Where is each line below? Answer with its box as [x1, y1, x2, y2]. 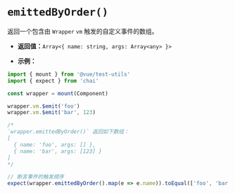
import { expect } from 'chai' [7, 77, 99, 84]
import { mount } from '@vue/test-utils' [7, 71, 131, 78]
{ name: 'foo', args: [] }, [13, 141, 96, 148]
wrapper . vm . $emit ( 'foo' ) [7, 102, 80, 110]
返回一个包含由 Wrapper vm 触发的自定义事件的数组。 [7, 27, 158, 35]
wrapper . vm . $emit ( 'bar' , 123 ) [7, 109, 96, 116]
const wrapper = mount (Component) [7, 90, 109, 97]
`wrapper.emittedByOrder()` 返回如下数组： [7, 128, 129, 135]
